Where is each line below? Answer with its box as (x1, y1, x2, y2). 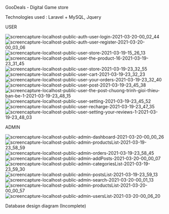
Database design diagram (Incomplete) (5, 203, 87, 209)
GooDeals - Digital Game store (5, 5, 69, 10)
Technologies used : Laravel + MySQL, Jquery (5, 14, 102, 20)
